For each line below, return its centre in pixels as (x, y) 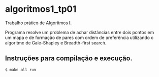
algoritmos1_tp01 (41, 9)
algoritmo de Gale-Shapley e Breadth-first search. (56, 42)
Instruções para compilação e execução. (69, 58)
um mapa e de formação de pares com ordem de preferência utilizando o (79, 38)
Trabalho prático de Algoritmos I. (38, 23)
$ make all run (21, 70)
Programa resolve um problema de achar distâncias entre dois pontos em (79, 32)
